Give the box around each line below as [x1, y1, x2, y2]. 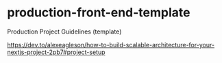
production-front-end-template [7, 5, 190, 21]
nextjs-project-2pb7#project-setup [7, 48, 106, 56]
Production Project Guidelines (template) [7, 27, 122, 36]
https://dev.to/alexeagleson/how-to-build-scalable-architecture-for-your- [7, 40, 214, 49]
